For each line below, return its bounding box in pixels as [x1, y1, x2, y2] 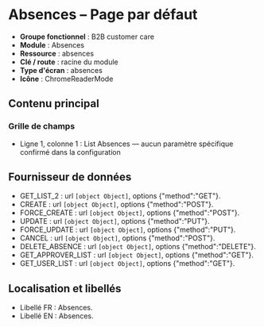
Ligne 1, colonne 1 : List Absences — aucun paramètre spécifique [19, 139, 234, 148]
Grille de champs [8, 121, 76, 132]
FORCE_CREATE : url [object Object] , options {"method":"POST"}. [19, 208, 240, 217]
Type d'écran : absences [19, 65, 103, 75]
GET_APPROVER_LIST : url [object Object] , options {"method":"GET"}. [19, 250, 254, 260]
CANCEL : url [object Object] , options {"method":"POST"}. [19, 233, 215, 243]
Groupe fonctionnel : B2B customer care [19, 32, 155, 41]
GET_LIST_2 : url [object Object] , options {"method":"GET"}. [19, 191, 221, 201]
